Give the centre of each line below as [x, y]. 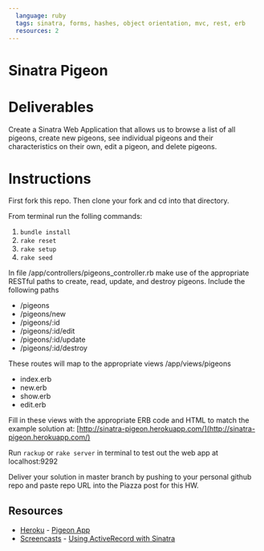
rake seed [37, 258]
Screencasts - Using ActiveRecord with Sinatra [97, 539]
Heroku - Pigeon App [55, 530]
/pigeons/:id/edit [47, 331]
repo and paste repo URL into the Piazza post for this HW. [104, 485]
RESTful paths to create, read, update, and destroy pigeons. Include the [127, 282]
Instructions [50, 178]
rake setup [38, 249]
